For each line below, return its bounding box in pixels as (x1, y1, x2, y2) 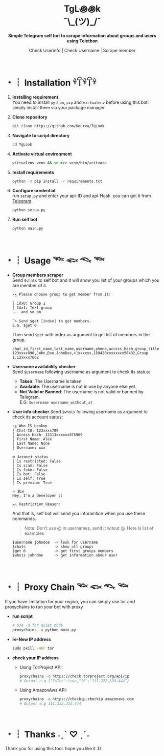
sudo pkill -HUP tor (12, 646, 54, 651)
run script (12, 613, 33, 619)
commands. (12, 516, 36, 522)
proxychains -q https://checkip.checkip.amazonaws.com (19, 697, 134, 702)
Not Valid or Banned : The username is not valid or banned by (19, 389, 143, 395)
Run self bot (12, 216, 38, 223)
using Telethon (67, 38, 98, 44)
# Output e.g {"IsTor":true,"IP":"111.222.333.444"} (19, 678, 130, 683)
